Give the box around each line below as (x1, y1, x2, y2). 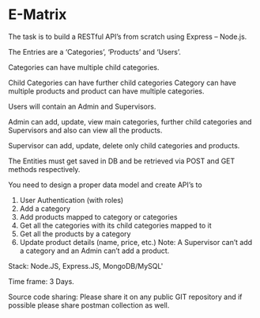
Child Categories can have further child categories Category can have (8, 78, 237, 87)
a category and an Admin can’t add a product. (19, 246, 170, 255)
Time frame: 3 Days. (8, 276, 75, 286)
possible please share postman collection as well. (8, 300, 170, 310)
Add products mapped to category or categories (19, 212, 178, 221)
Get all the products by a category (19, 228, 131, 239)
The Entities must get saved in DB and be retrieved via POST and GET (8, 156, 236, 166)
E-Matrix (8, 6, 67, 24)
